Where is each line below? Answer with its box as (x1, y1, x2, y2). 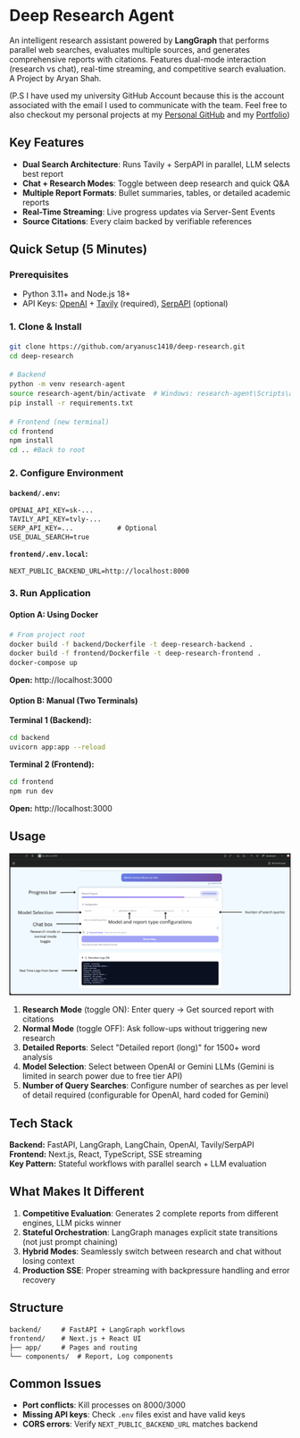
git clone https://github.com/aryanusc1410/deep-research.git (9, 341, 246, 351)
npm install (9, 436, 54, 445)
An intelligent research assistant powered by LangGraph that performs (9, 35, 270, 46)
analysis (21, 1052, 54, 1063)
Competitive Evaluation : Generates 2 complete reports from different (21, 1207, 279, 1218)
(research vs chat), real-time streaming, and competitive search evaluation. (9, 63, 287, 74)
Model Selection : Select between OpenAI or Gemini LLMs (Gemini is (21, 1061, 275, 1072)
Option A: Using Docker (9, 610, 99, 620)
